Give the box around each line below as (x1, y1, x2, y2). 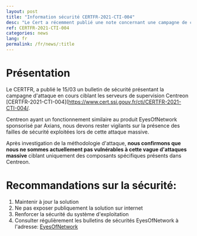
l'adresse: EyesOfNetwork (14, 223, 78, 230)
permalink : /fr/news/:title (6, 42, 75, 47)
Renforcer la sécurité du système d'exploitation (14, 210, 129, 217)
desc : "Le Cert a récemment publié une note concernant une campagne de (6, 19, 188, 25)
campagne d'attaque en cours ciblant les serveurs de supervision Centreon (6, 92, 189, 99)
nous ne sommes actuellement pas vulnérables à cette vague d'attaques (6, 146, 187, 153)
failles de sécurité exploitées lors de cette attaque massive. (6, 128, 150, 135)
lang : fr (6, 36, 28, 42)
